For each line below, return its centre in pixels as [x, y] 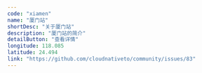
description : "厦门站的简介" [47, 33]
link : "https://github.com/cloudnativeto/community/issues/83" [102, 59]
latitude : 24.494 [33, 53]
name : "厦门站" [28, 20]
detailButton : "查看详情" [43, 40]
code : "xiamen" [29, 14]
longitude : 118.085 [36, 46]
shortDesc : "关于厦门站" [41, 26]
